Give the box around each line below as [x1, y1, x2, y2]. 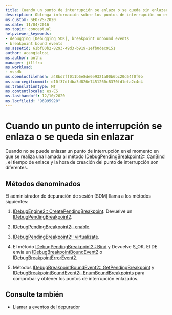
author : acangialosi [5, 50, 50, 55]
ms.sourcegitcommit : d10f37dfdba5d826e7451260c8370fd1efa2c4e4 [5, 79, 143, 84]
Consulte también [5, 290, 63, 299]
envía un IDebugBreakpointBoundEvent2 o [12, 249, 102, 255]
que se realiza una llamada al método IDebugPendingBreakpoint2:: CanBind [5, 153, 165, 160]
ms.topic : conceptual [5, 27, 52, 32]
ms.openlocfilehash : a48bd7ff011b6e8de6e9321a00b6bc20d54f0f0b [5, 74, 143, 80]
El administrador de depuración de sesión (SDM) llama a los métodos [5, 193, 151, 199]
